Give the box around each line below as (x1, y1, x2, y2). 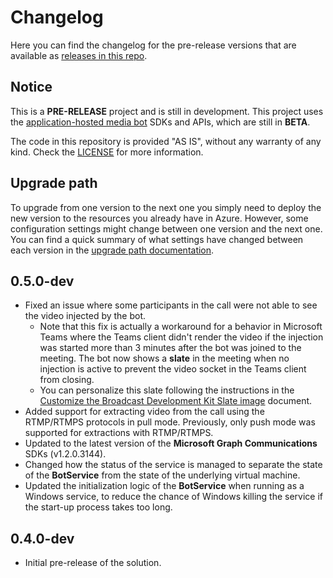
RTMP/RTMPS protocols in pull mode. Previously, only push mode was (24, 416, 316, 428)
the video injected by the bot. (24, 310, 147, 322)
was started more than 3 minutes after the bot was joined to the (39, 342, 302, 354)
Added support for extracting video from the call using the (24, 406, 265, 418)
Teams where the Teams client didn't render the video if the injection (39, 331, 324, 343)
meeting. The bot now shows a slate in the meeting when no (39, 352, 290, 365)
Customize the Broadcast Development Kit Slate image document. (39, 395, 313, 407)
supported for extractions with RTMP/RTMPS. (24, 427, 214, 439)
